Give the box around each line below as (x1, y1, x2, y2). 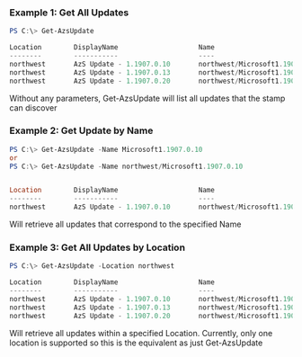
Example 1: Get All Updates (9, 6, 129, 19)
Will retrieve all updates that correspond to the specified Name (9, 219, 242, 230)
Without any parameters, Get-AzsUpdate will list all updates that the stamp (9, 93, 286, 103)
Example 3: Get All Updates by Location (9, 241, 186, 254)
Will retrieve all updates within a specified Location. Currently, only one (9, 327, 273, 338)
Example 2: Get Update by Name (9, 124, 154, 137)
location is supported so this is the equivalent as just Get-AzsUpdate (9, 337, 263, 348)
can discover (9, 102, 58, 113)
